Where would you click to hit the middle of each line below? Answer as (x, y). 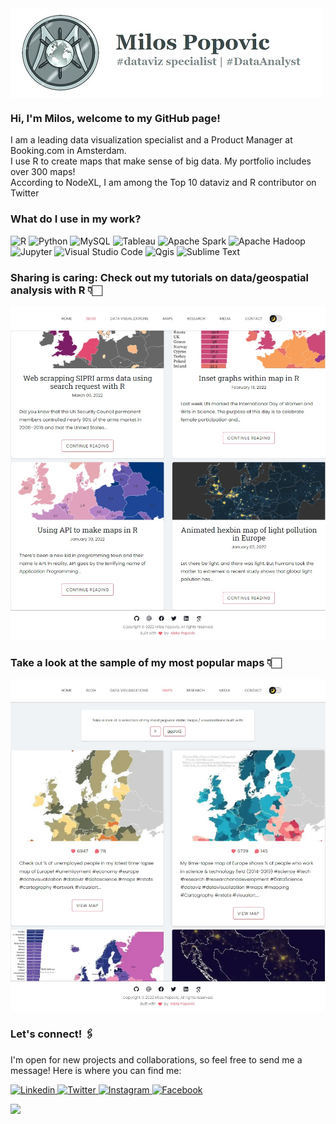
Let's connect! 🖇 (52, 1034)
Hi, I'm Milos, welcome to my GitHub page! (115, 118)
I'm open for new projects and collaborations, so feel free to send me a (156, 1059)
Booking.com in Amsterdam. (68, 151)
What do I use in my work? (76, 219)
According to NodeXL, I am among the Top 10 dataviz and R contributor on (163, 183)
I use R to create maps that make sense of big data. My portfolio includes (161, 161)
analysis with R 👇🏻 (56, 290)
